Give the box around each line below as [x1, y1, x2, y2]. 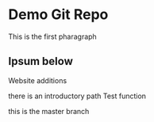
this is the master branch [8, 106, 90, 116]
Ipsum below [8, 55, 73, 68]
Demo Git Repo [8, 6, 109, 24]
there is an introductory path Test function [8, 91, 147, 101]
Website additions [8, 75, 67, 85]
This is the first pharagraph [8, 32, 97, 41]
